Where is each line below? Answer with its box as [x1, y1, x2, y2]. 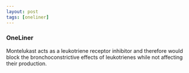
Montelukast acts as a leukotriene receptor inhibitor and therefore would [6, 47, 183, 54]
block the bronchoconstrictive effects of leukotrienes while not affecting [6, 53, 183, 61]
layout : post [6, 8, 39, 15]
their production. [6, 60, 48, 67]
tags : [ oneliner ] [6, 14, 49, 20]
